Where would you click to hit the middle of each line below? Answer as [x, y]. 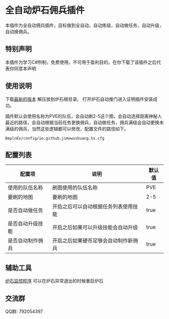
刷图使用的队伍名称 [75, 188]
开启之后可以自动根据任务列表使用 [93, 206]
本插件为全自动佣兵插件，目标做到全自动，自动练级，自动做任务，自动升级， [84, 25]
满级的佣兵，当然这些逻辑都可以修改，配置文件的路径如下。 [67, 129]
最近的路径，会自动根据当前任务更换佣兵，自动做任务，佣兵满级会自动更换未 [84, 122]
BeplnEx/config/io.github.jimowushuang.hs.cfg [55, 138]
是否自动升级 [23, 224]
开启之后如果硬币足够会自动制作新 [93, 241]
